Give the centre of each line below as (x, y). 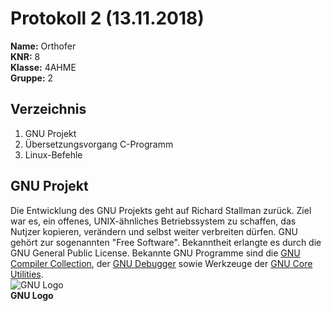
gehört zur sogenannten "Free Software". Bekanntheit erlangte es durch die (166, 242)
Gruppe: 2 (32, 78)
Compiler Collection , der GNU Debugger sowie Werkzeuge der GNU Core (161, 263)
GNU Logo (32, 295)
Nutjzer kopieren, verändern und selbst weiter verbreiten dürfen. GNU (154, 231)
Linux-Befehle (53, 154)
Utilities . (27, 274)
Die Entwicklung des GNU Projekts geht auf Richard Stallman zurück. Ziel (161, 210)
